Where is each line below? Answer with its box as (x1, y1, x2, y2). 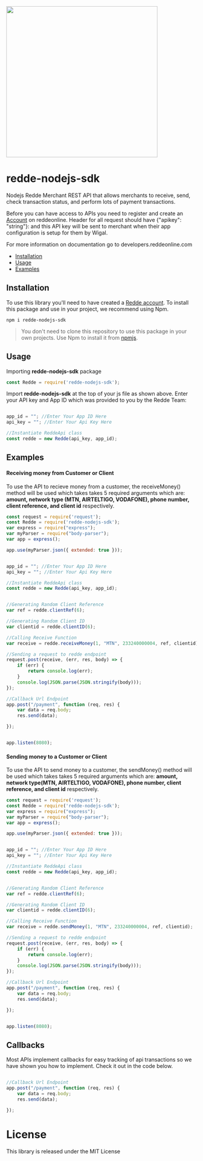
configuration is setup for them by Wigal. (6, 229, 108, 236)
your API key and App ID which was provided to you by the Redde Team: (6, 396, 187, 404)
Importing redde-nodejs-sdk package (6, 367, 101, 375)
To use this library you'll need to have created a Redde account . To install (6, 299, 189, 306)
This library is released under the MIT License (6, 1148, 121, 1155)
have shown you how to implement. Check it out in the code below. (6, 1062, 173, 1070)
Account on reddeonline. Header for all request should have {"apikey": (6, 216, 182, 223)
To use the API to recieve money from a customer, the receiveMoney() (6, 483, 181, 490)
